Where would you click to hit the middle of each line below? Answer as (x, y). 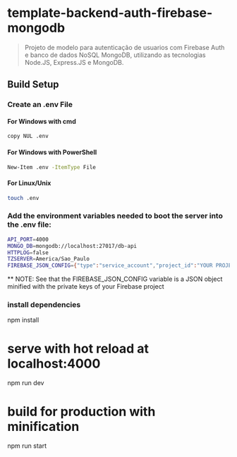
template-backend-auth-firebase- (110, 13)
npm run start (27, 446)
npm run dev (26, 383)
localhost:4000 (54, 363)
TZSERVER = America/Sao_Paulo (49, 259)
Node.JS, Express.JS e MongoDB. (74, 62)
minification (43, 426)
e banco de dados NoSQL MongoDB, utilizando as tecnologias (115, 55)
